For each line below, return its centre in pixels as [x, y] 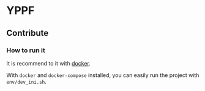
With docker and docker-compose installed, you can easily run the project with [103, 75]
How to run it [26, 50]
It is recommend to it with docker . [48, 63]
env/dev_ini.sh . [27, 81]
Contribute [28, 33]
